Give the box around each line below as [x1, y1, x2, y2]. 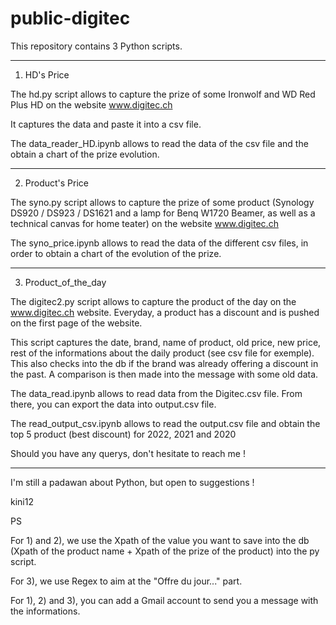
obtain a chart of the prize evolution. [10, 148, 160, 160]
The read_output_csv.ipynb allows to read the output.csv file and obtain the [10, 417, 321, 429]
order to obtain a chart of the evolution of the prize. [10, 247, 222, 259]
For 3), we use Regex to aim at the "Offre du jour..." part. [10, 575, 243, 587]
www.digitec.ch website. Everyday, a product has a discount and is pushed [10, 306, 320, 318]
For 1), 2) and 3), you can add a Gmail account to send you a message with [10, 594, 319, 606]
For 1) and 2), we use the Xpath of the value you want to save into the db [10, 534, 310, 546]
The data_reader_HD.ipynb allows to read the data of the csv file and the [10, 137, 309, 149]
